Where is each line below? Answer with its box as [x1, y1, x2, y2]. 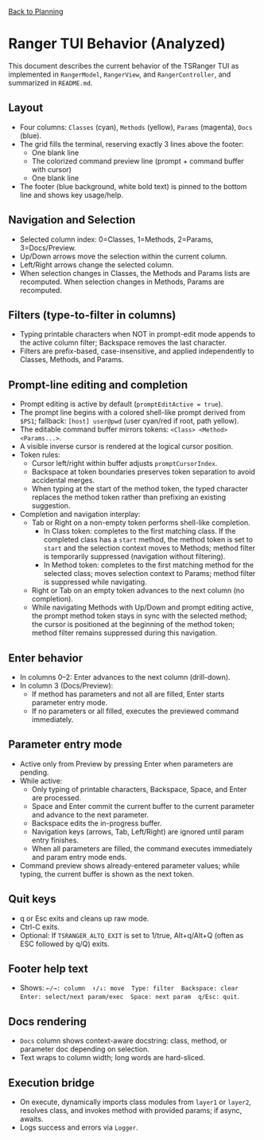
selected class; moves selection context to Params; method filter [43, 569, 256, 578]
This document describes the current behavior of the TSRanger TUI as [8, 61, 239, 70]
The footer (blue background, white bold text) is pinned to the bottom [19, 181, 247, 191]
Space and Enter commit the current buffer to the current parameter [31, 801, 255, 811]
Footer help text [8, 962, 89, 976]
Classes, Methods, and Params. [19, 355, 124, 365]
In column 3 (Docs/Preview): [19, 681, 114, 690]
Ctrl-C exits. [19, 921, 60, 932]
